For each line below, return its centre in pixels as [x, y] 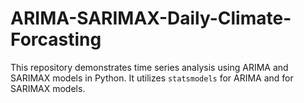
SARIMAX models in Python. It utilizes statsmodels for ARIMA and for [152, 78]
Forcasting [56, 39]
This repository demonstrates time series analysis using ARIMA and [149, 67]
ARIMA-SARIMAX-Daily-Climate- [151, 18]
